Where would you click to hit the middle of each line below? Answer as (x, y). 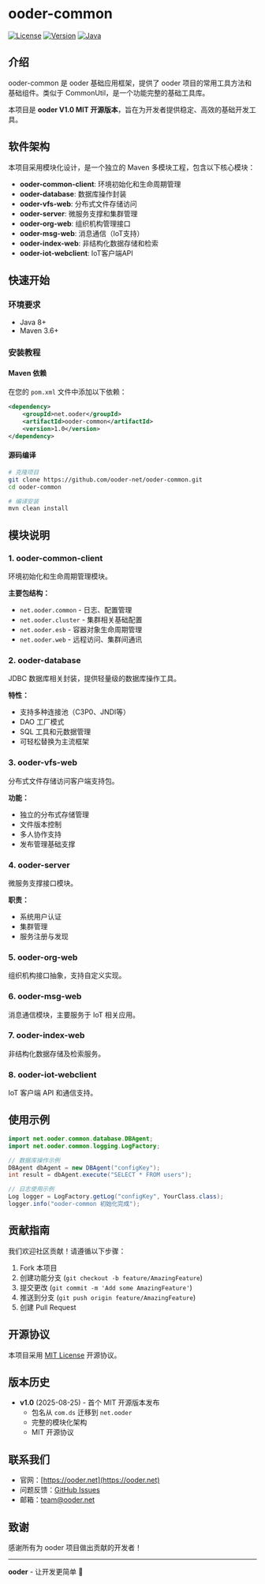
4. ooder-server (39, 865)
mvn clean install (38, 509)
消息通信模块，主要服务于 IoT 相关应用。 (74, 1014)
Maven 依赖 (28, 373)
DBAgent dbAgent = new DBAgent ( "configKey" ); (84, 1168)
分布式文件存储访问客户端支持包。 (63, 781)
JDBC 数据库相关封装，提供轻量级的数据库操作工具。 (95, 679)
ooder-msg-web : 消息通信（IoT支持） (82, 233)
